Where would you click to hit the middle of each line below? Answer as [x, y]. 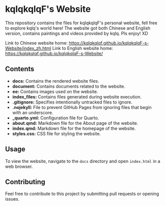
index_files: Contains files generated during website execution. [77, 97]
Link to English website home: [82, 48]
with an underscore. [33, 112]
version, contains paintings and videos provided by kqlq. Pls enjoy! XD [77, 33]
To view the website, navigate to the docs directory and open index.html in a [83, 161]
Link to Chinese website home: [37, 43]
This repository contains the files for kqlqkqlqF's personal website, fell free [81, 23]
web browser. [19, 166]
